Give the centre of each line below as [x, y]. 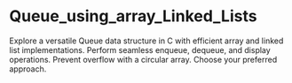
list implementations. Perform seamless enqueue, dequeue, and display [140, 49]
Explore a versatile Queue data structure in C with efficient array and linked [146, 41]
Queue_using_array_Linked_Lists [133, 16]
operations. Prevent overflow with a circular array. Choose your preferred [143, 59]
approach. [28, 69]
